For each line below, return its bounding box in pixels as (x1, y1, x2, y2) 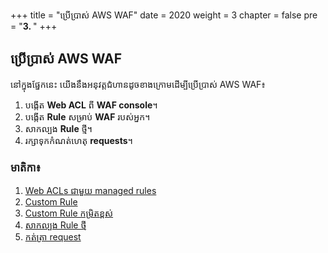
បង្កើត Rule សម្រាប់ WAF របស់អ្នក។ (24, 110, 151, 123)
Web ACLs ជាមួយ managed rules (24, 185, 157, 197)
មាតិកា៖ (10, 160, 42, 174)
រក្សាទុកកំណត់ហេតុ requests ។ (24, 134, 133, 146)
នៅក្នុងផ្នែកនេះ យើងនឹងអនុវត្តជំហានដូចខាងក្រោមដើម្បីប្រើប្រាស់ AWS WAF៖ (10, 78, 267, 90)
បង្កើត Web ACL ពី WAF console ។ (24, 99, 158, 111)
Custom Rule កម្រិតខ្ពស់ (24, 207, 114, 219)
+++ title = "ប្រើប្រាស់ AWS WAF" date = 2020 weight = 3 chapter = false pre (10, 9, 318, 21)
